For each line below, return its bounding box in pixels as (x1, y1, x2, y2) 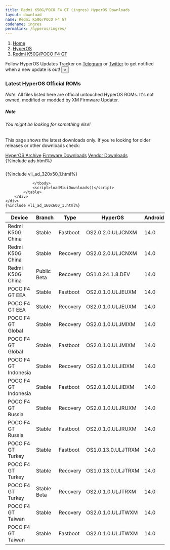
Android (144, 214, 164, 221)
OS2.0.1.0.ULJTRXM (86, 488, 137, 495)
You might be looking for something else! (5, 121, 91, 127)
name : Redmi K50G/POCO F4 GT (5, 17, 67, 22)
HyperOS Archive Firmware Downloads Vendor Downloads (5, 153, 128, 158)
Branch (36, 214, 54, 221)
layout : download (5, 12, 42, 17)
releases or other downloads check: (5, 142, 80, 149)
